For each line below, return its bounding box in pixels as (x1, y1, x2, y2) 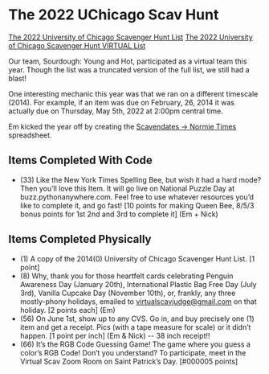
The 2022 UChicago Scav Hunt (8, 6, 219, 24)
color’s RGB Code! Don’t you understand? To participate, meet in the (19, 347, 247, 357)
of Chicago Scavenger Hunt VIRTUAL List (8, 40, 146, 50)
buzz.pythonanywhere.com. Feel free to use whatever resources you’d (19, 191, 255, 202)
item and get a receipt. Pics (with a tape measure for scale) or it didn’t (19, 322, 251, 331)
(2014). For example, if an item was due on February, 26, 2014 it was (8, 97, 235, 107)
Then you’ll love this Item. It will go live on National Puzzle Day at (19, 183, 235, 193)
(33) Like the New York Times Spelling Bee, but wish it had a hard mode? (19, 175, 262, 184)
